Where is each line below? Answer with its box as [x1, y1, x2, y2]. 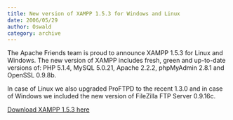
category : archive [7, 29, 61, 37]
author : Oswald [7, 23, 52, 30]
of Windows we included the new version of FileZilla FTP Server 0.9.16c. [7, 92, 216, 100]
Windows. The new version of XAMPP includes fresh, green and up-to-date [7, 57, 226, 65]
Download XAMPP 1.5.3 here [7, 105, 90, 114]
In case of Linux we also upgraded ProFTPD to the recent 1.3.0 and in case [7, 84, 223, 93]
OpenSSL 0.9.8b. [7, 71, 57, 80]
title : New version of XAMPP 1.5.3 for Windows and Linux [7, 10, 180, 17]
